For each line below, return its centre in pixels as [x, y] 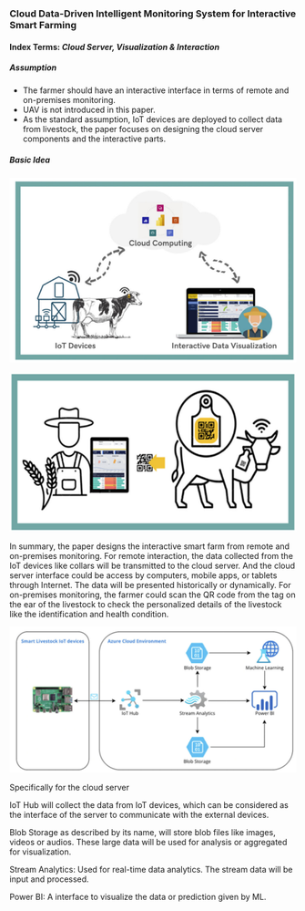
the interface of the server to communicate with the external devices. [139, 814]
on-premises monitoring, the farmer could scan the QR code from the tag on [152, 595]
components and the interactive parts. [94, 139]
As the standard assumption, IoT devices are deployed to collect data [152, 119]
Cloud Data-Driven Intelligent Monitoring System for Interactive [153, 14]
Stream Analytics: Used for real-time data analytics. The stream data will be [151, 869]
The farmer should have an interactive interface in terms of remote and [156, 90]
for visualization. [41, 852]
